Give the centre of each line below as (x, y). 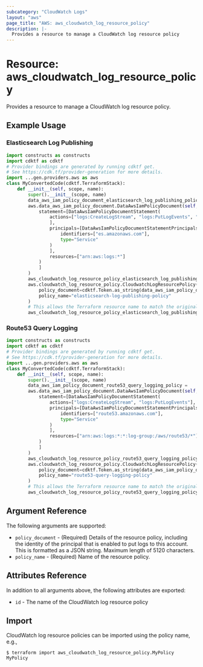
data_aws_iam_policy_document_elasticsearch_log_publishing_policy (114, 200)
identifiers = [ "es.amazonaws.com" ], (105, 234)
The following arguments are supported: (56, 526)
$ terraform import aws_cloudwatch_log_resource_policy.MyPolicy (90, 653)
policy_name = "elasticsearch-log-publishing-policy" (105, 296)
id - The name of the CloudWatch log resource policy (82, 602)
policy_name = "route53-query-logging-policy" (95, 475)
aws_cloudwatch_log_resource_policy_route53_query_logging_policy (113, 459)
